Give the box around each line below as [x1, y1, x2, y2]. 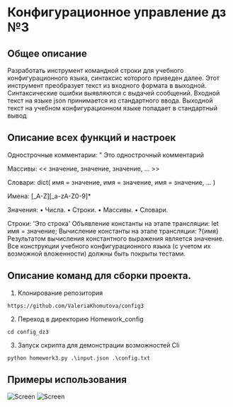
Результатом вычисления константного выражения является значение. [7, 234, 225, 243]
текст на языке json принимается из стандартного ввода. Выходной [7, 96, 214, 105]
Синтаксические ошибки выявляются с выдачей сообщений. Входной [7, 89, 220, 97]
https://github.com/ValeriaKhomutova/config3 [7, 302, 144, 309]
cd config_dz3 [7, 328, 50, 336]
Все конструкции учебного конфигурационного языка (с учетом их [7, 241, 211, 250]
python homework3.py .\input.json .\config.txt [7, 355, 151, 362]
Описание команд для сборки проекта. [7, 270, 191, 282]
